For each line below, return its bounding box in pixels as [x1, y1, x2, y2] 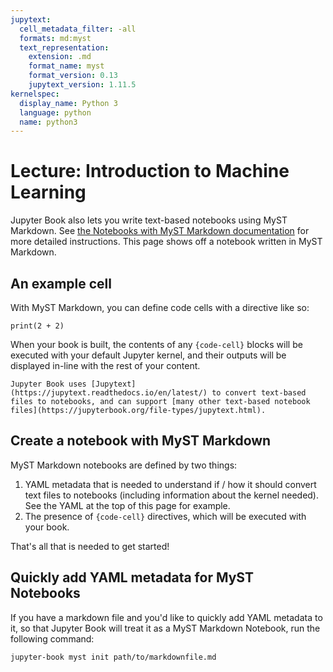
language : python [19, 107, 92, 118]
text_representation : [19, 42, 110, 53]
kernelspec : [10, 89, 60, 99]
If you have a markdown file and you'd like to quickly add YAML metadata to [10, 611, 323, 623]
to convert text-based [211, 388, 307, 398]
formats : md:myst [19, 33, 92, 43]
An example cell [10, 275, 112, 292]
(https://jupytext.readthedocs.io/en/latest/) [10, 388, 208, 398]
